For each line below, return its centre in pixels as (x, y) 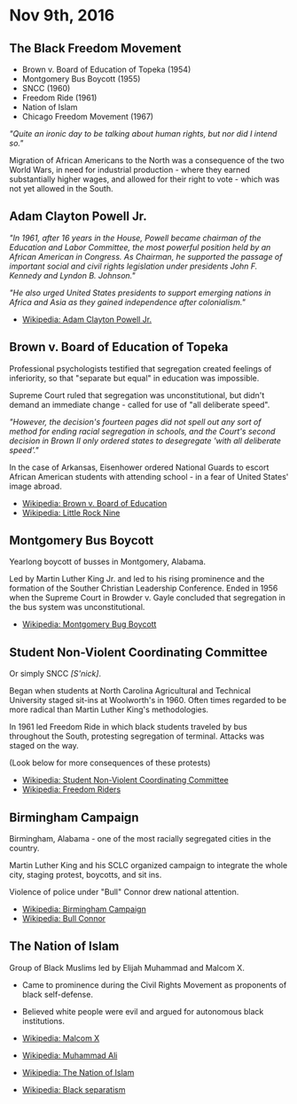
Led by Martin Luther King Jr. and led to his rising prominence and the (137, 579)
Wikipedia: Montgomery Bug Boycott (89, 624)
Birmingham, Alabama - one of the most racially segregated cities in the (141, 839)
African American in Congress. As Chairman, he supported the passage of (146, 256)
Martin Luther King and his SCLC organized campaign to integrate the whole (148, 865)
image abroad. (35, 486)
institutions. (43, 1021)
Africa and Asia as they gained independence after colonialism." (127, 301)
